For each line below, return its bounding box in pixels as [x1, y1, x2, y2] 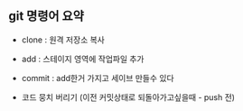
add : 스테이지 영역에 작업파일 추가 [21, 53, 145, 64]
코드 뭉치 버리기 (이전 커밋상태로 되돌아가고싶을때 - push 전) [21, 91, 236, 102]
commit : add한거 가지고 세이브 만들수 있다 [21, 72, 174, 83]
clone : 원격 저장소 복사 [21, 34, 105, 45]
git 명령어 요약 [8, 8, 85, 24]
